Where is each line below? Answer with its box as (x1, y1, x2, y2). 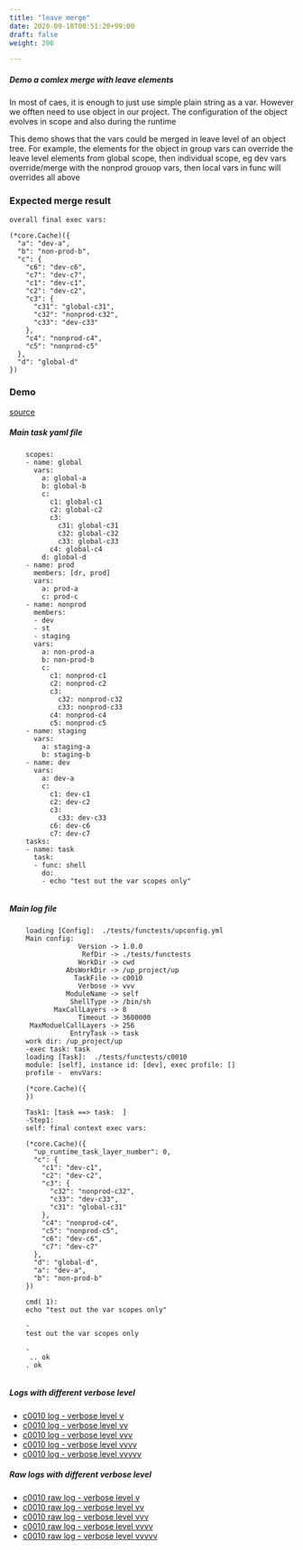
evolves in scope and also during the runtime (9, 116, 177, 127)
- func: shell (32, 860, 87, 869)
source (9, 406, 36, 417)
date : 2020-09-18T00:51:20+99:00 (9, 22, 135, 31)
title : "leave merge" (9, 13, 91, 23)
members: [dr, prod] (32, 568, 111, 578)
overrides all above (9, 172, 81, 183)
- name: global (25, 458, 83, 467)
